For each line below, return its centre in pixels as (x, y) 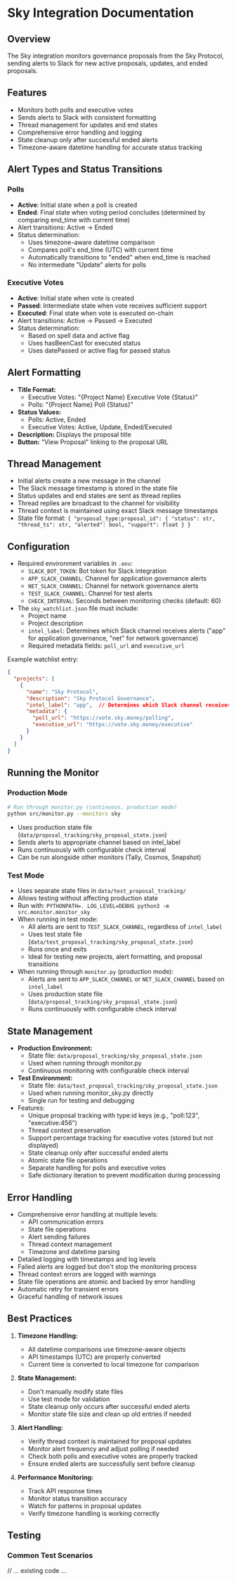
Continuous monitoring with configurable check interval (109, 1070)
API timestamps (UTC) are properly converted (94, 1357)
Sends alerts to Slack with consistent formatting (87, 117)
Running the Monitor (53, 773)
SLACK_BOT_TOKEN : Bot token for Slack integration (97, 571)
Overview (29, 39)
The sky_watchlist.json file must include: (78, 608)
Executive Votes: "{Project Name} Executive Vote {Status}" (113, 397)
